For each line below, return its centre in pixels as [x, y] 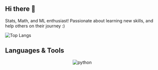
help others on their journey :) [35, 26]
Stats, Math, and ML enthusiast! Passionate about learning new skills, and [79, 20]
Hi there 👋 [20, 9]
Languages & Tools [35, 51]
